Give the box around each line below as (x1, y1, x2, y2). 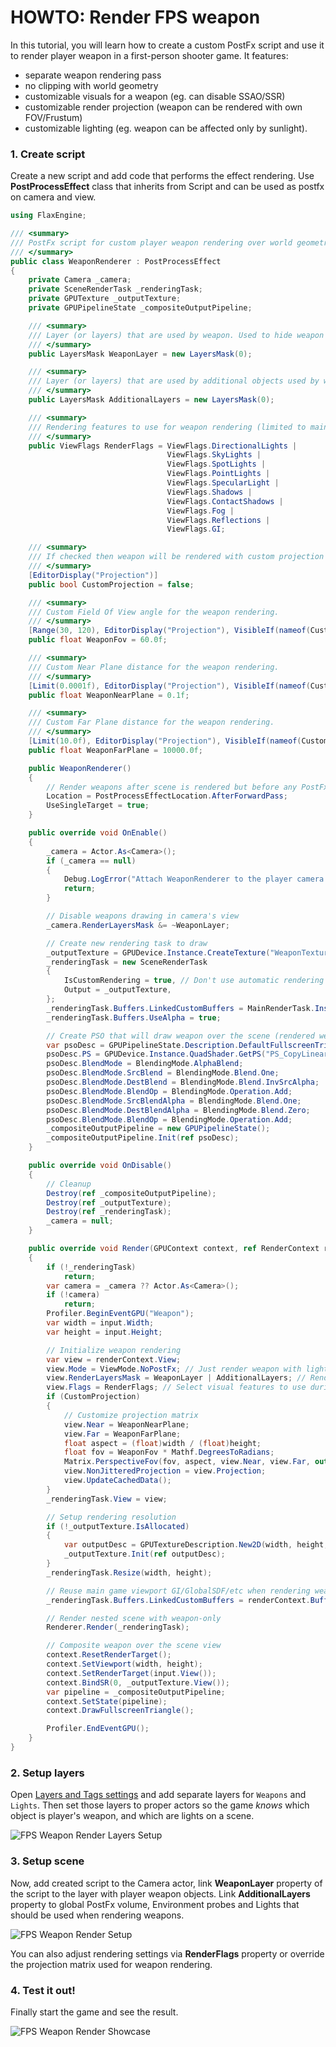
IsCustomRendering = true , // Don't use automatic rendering (63, 976, 325, 986)
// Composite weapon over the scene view (46, 1641, 222, 1651)
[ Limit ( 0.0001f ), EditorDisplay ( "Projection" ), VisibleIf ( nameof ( (28, 681, 311, 691)
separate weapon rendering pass (24, 69, 162, 81)
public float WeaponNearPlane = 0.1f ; (28, 690, 190, 700)
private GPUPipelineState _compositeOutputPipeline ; (28, 303, 253, 313)
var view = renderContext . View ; (46, 1354, 182, 1365)
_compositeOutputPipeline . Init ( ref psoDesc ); (46, 1133, 240, 1143)
